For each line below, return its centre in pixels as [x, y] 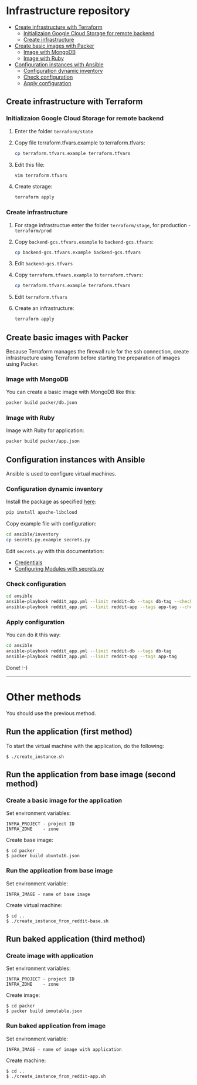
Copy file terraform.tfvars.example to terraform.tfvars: [80, 143]
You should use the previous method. [51, 713]
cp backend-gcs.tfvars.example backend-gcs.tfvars [78, 252]
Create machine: [26, 1060]
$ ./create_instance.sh [35, 757]
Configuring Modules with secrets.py [59, 569]
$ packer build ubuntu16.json [43, 856]
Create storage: [33, 187]
